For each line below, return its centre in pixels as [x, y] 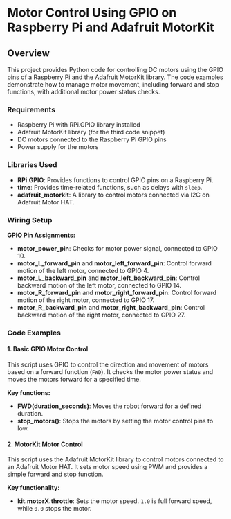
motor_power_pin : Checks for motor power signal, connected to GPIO [117, 248]
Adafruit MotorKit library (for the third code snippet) [91, 132]
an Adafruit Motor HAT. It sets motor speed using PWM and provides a [108, 467]
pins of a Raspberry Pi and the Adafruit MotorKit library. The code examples [115, 77]
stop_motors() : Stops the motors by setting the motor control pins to [115, 421]
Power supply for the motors [58, 147]
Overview [29, 53]
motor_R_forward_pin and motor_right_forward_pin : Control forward [117, 292]
